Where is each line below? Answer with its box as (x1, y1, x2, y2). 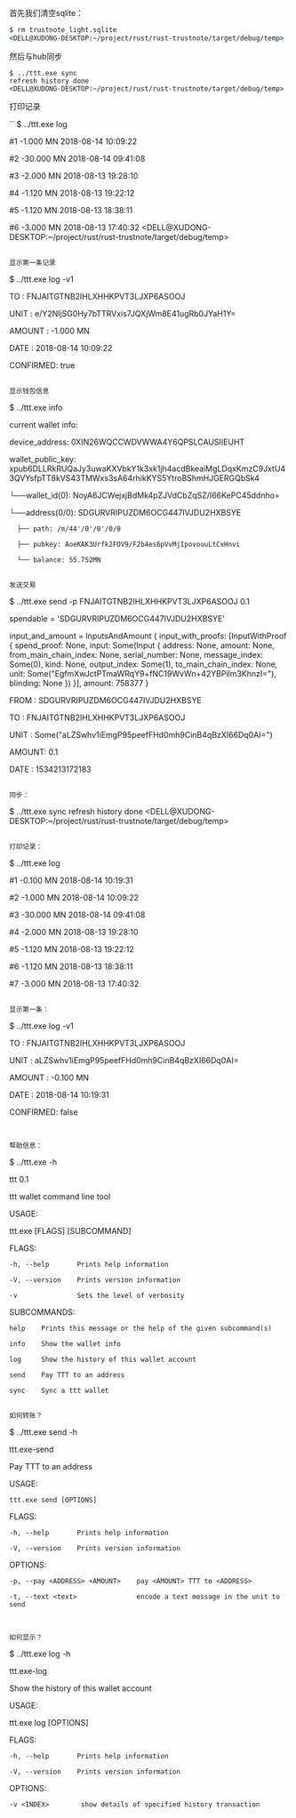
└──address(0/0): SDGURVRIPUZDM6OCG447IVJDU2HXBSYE (9, 507, 242, 517)
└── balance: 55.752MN (17, 555, 101, 565)
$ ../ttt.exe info (9, 402, 63, 412)
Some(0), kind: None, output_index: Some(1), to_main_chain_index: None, (9, 659, 278, 669)
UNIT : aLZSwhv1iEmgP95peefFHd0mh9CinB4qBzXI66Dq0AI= (9, 1054, 239, 1065)
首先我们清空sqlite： (9, 8, 84, 18)
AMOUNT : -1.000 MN (9, 325, 91, 336)
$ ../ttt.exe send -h (9, 1426, 78, 1438)
